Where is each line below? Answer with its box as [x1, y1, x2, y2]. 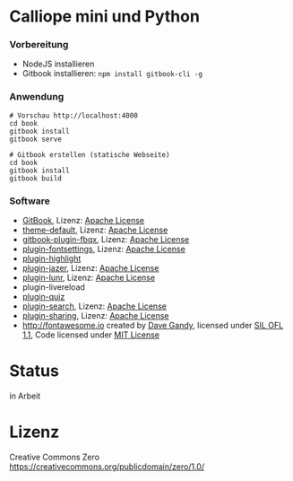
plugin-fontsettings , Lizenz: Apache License [22, 244, 185, 255]
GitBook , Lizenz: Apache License [22, 215, 145, 226]
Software [9, 195, 51, 207]
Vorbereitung [9, 39, 69, 51]
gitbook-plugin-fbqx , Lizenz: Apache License [22, 234, 190, 245]
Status [9, 361, 60, 381]
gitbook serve [9, 135, 63, 144]
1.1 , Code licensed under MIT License [22, 329, 159, 340]
